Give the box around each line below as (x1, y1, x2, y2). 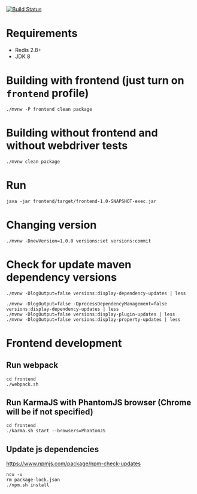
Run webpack (6, 360, 59, 371)
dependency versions (6, 270, 117, 284)
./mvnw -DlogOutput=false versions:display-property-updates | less (6, 316, 181, 323)
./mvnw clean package (6, 159, 60, 165)
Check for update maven (6, 257, 132, 271)
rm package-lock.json (6, 477, 60, 483)
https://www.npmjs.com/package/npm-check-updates (6, 460, 141, 467)
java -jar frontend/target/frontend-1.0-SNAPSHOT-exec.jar (6, 198, 157, 204)
